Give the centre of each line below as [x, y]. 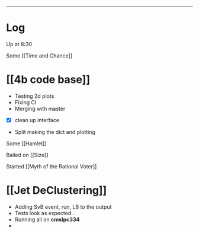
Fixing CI [25, 102]
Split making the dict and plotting [55, 132]
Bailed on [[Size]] [27, 155]
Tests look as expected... [45, 213]
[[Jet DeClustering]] [57, 191]
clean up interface [37, 120]
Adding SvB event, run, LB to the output [63, 207]
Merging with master [40, 108]
